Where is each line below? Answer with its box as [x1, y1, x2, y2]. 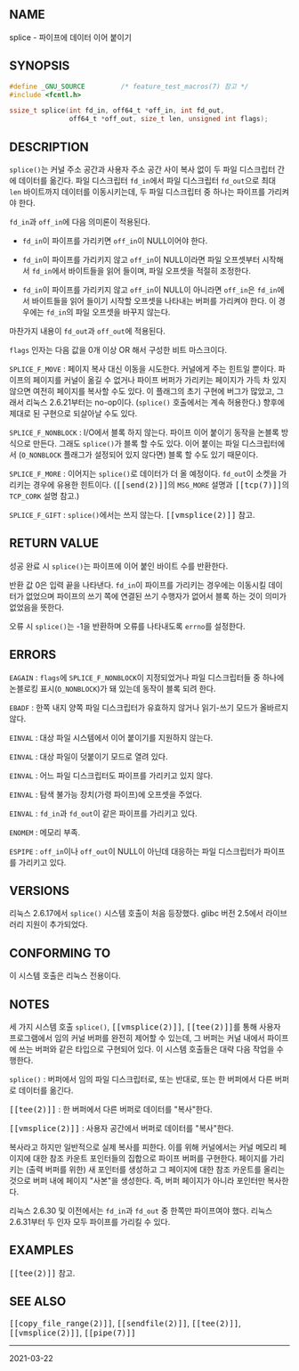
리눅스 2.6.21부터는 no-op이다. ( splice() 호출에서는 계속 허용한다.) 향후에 [25, 397, 285, 407]
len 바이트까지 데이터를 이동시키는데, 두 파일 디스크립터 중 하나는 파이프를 [9, 186, 266, 197]
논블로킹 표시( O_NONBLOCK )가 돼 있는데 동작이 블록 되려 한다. [9, 683, 216, 694]
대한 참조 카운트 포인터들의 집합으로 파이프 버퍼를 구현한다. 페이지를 [32, 1153, 269, 1163]
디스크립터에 [241, 438, 286, 448]
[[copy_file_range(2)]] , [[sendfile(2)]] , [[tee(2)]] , [9, 1318, 242, 1328]
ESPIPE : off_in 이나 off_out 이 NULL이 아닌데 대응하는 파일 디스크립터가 [9, 846, 263, 857]
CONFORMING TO [9, 945, 111, 961]
